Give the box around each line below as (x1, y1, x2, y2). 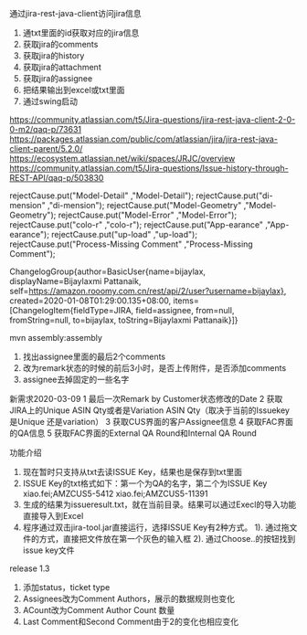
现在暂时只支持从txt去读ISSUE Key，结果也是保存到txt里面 (22, 467, 243, 477)
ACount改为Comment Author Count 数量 (22, 605, 175, 615)
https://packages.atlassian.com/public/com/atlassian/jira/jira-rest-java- (9, 133, 279, 144)
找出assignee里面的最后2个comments (22, 351, 166, 362)
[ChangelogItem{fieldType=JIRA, (9, 305, 134, 315)
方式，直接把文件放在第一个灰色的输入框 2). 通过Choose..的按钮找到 (38, 534, 296, 544)
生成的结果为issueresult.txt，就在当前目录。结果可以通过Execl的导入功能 (22, 499, 297, 510)
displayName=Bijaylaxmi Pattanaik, (9, 276, 142, 286)
